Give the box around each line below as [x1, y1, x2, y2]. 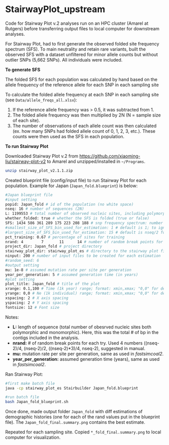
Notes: [5, 314, 19, 320]
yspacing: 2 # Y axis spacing [5, 300, 69, 305]
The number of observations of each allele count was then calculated [12, 123, 157, 129]
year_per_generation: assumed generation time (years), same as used [12, 356, 160, 362]
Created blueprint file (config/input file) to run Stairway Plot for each [5, 177, 147, 183]
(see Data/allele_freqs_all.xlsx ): [5, 97, 77, 103]
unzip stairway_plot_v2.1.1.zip [5, 168, 73, 173]
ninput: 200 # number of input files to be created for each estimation [5, 253, 161, 258]
